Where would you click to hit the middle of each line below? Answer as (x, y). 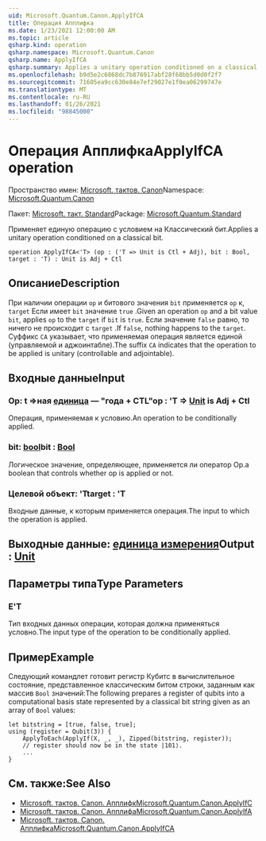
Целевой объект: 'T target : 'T (67, 494)
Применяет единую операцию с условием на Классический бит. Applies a (133, 229)
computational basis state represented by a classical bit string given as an (129, 701)
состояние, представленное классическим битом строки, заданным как (132, 684)
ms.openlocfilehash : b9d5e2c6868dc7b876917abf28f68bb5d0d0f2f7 (115, 75)
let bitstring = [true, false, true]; (72, 724)
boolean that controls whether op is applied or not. (91, 473)
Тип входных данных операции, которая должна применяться (114, 624)
